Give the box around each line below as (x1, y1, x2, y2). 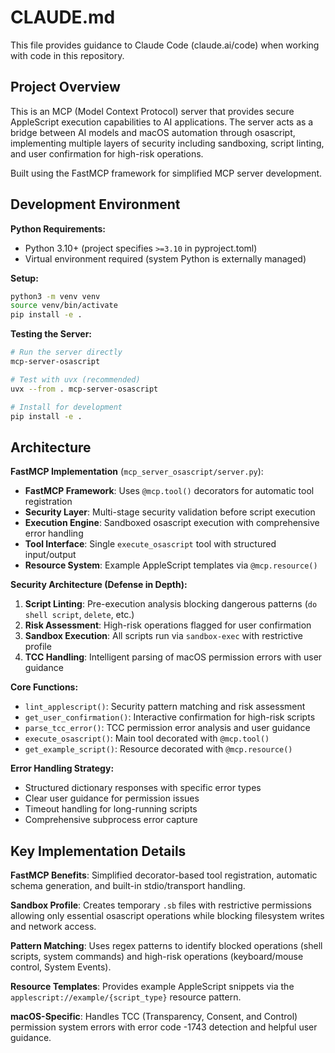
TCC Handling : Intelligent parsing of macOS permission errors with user (24, 651, 323, 663)
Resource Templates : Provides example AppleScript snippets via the (10, 981, 295, 993)
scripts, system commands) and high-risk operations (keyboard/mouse (10, 951, 304, 963)
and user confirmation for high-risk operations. (10, 147, 204, 160)
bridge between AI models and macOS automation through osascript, (10, 126, 296, 138)
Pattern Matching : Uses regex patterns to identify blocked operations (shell (10, 940, 323, 952)
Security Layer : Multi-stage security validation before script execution (24, 506, 316, 518)
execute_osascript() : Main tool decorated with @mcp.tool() (24, 732, 270, 745)
